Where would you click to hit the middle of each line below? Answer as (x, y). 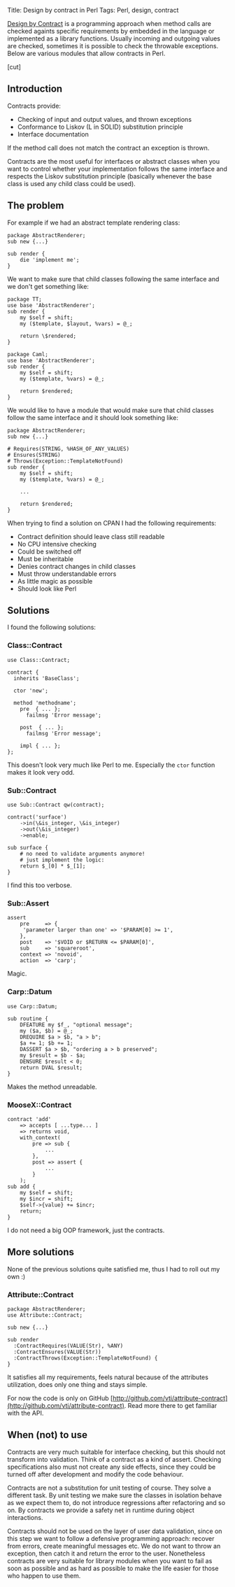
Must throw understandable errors (67, 574)
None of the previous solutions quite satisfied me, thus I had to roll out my (114, 1269)
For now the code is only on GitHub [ (60, 1398)
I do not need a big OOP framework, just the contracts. (86, 1230)
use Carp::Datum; (33, 1006)
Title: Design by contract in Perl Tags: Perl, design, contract (93, 10)
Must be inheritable (45, 558)
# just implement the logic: (62, 860)
